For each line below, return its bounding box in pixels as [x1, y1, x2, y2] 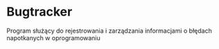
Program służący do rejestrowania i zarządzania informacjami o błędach [6, 27, 212, 35]
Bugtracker [6, 4, 73, 20]
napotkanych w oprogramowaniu [6, 33, 101, 42]
